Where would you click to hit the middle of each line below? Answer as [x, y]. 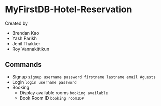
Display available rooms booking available [64, 93]
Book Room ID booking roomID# [52, 98]
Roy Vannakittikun [31, 49]
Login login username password [44, 82]
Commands [23, 65]
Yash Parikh [24, 38]
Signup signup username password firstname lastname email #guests [84, 77]
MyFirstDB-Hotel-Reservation [68, 9]
